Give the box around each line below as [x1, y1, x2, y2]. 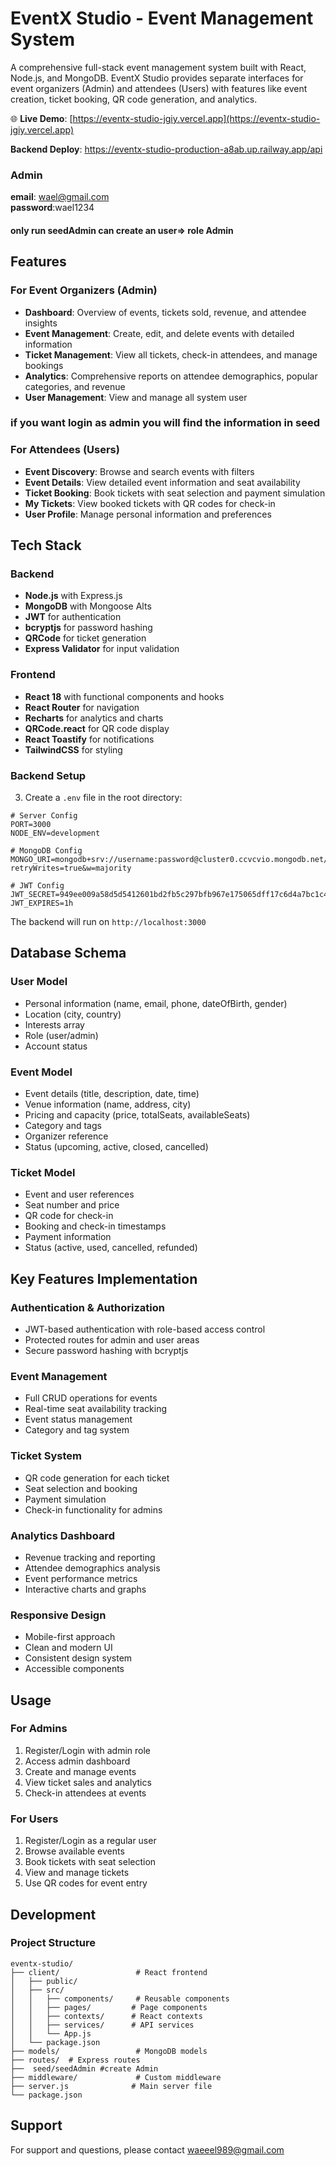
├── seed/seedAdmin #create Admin [10, 2063, 159, 2074]
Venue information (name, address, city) [24, 1098, 192, 1110]
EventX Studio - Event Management [10, 7, 314, 30]
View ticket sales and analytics [24, 1776, 152, 1788]
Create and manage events [24, 1765, 137, 1777]
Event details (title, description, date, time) [24, 1088, 200, 1099]
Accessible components [24, 1663, 125, 1675]
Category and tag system [24, 1424, 130, 1436]
